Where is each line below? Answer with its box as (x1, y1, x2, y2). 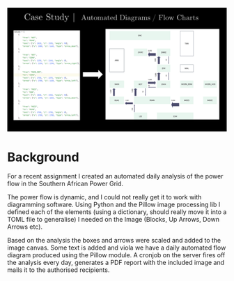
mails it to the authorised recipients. (7, 266, 110, 274)
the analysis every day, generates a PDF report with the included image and (7, 259, 225, 267)
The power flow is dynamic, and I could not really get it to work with (7, 193, 202, 202)
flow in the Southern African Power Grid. (7, 179, 124, 188)
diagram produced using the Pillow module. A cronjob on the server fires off (7, 251, 226, 259)
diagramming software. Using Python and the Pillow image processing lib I (7, 200, 221, 209)
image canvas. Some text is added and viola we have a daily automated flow (7, 243, 226, 252)
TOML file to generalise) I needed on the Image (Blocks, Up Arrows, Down (7, 215, 220, 224)
